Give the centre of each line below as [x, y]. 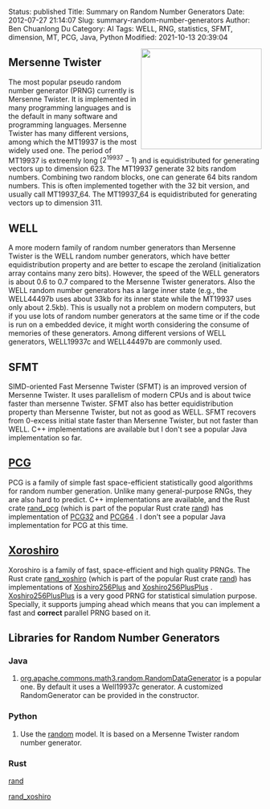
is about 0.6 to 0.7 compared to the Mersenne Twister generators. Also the [132, 282]
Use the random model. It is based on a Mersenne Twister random [129, 734]
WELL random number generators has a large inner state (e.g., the [118, 291]
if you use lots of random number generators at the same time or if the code [134, 316]
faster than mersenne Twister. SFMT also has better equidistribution [121, 404]
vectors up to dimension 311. [55, 203]
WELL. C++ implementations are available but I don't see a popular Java [128, 429]
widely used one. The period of [60, 150]
